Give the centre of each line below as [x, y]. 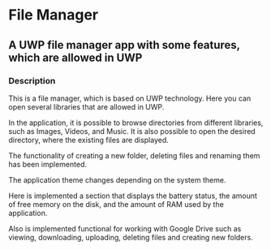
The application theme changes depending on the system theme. [117, 179]
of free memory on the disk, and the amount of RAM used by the [116, 204]
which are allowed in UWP [75, 57]
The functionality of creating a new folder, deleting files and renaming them [134, 155]
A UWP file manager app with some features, [125, 45]
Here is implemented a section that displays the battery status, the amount [133, 196]
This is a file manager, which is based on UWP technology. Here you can [130, 98]
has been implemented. [48, 164]
